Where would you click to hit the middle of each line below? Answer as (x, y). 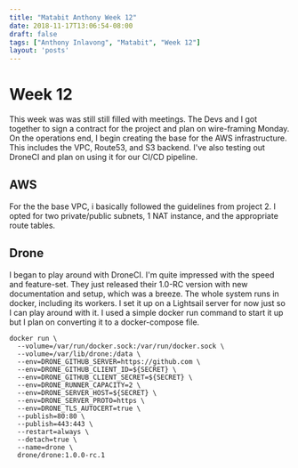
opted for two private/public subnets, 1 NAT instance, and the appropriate (144, 215)
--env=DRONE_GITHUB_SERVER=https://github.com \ (109, 361)
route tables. (32, 225)
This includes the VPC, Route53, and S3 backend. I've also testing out (137, 148)
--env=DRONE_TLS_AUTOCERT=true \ (79, 408)
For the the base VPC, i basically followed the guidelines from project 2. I (143, 206)
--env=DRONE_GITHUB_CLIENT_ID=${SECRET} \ (97, 369)
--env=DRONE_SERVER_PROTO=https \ (81, 400)
